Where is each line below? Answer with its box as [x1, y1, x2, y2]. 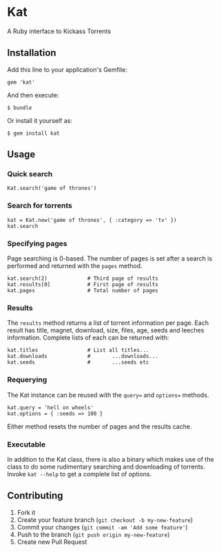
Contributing [7, 490, 63, 502]
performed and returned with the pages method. [7, 262, 143, 270]
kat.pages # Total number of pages [7, 288, 158, 294]
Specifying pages [7, 238, 67, 248]
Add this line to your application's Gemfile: [7, 65, 127, 73]
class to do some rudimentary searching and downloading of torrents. [7, 462, 205, 471]
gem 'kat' [7, 79, 36, 86]
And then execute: [7, 91, 59, 99]
